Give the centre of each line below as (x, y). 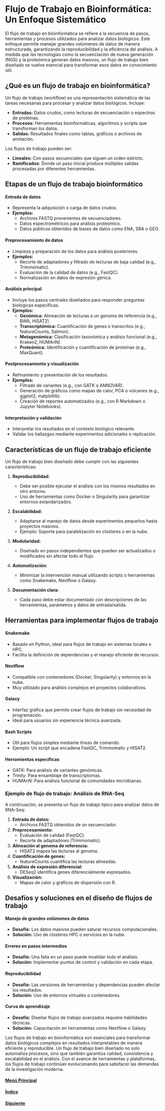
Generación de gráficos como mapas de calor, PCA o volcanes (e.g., (89, 390)
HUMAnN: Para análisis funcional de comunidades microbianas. (77, 781)
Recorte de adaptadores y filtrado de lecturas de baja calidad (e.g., (88, 262)
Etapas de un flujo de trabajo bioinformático (74, 184)
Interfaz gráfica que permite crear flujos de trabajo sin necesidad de (82, 710)
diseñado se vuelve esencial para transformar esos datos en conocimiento (81, 65)
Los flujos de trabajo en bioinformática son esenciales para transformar (78, 1037)
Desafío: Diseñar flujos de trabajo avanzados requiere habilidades (80, 1017)
